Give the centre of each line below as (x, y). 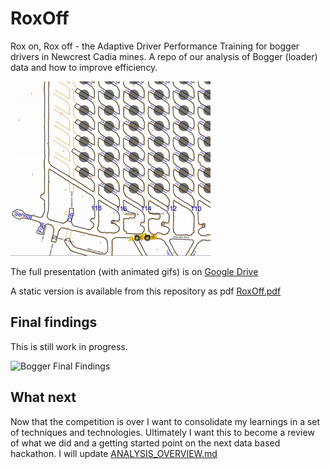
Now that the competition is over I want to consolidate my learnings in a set (165, 421)
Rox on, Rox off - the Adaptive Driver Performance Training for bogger (155, 46)
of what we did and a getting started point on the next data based (145, 443)
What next (43, 397)
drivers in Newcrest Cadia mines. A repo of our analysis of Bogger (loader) (164, 56)
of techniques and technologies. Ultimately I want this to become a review (162, 432)
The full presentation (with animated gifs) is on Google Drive (134, 271)
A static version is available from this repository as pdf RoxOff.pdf (146, 291)
